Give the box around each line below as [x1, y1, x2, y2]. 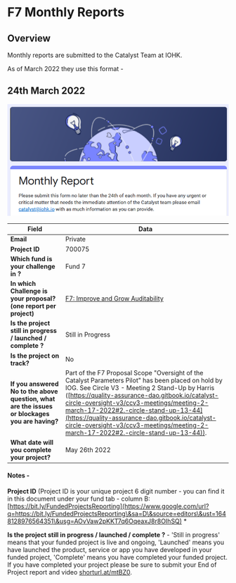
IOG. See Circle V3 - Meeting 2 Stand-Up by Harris [65, 383, 215, 391]
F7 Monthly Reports [7, 4, 125, 20]
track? [10, 358, 29, 367]
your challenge [10, 262, 55, 270]
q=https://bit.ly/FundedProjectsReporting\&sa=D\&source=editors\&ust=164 [7, 509, 226, 518]
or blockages [10, 410, 50, 418]
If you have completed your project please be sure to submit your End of [7, 560, 217, 569]
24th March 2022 [7, 85, 86, 97]
